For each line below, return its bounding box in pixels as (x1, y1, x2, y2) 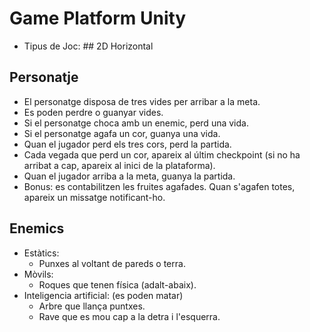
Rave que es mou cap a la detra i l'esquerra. (38, 310, 221, 322)
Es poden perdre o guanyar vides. (23, 106, 164, 118)
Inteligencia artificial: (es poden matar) (23, 289, 184, 301)
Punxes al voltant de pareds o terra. (38, 257, 186, 269)
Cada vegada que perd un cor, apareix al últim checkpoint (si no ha (23, 148, 301, 161)
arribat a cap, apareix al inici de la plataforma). (23, 159, 216, 171)
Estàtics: (23, 247, 60, 259)
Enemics (9, 220, 65, 237)
